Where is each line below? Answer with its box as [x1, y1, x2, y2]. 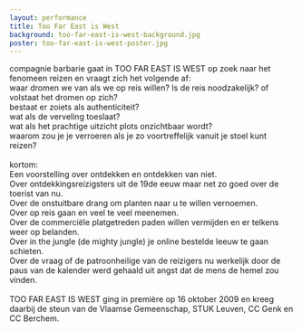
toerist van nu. [9, 188, 63, 199]
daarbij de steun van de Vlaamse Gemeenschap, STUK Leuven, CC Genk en [9, 304, 294, 315]
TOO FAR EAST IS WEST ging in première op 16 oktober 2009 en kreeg [9, 294, 275, 305]
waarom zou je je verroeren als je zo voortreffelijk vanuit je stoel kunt [9, 130, 268, 141]
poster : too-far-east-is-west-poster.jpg [9, 38, 169, 48]
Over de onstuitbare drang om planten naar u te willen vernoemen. [9, 198, 258, 209]
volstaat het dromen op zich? [9, 92, 118, 103]
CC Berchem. [9, 313, 60, 324]
